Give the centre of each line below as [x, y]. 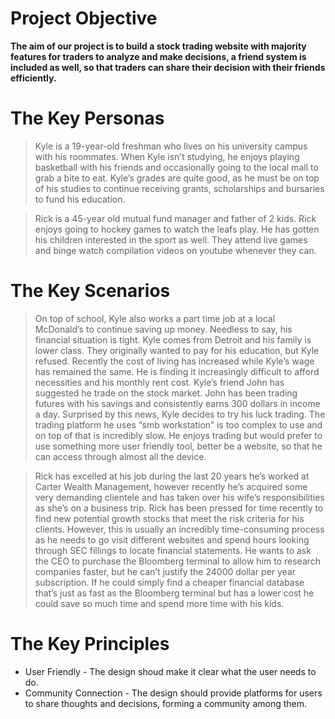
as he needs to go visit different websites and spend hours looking [172, 539]
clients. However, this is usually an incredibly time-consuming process [179, 529]
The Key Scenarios [90, 291]
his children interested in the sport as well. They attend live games [171, 239]
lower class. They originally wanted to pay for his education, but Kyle [177, 350]
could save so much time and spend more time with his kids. [159, 603]
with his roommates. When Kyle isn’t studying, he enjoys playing [167, 156]
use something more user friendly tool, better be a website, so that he [178, 446]
